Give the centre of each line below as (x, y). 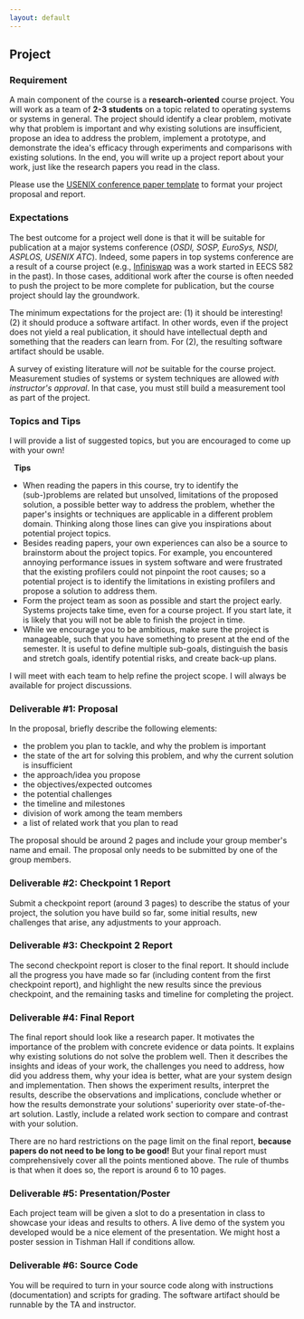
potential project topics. (66, 533)
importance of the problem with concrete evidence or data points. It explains (152, 1047)
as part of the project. (50, 397)
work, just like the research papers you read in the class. (114, 167)
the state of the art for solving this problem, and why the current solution (158, 755)
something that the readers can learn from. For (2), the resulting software (146, 341)
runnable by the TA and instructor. (73, 1305)
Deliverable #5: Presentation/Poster (90, 1193)
